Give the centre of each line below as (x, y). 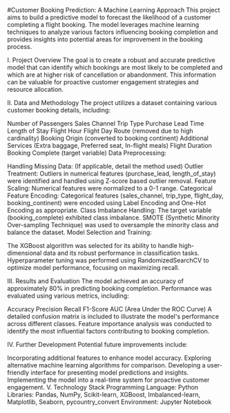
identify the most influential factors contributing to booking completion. (108, 331)
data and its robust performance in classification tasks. (121, 253)
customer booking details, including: (59, 110)
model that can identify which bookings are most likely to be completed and (115, 67)
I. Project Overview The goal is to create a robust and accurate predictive (111, 60)
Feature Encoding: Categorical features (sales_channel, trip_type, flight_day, (115, 195)
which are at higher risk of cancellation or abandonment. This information (112, 75)
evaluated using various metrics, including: (68, 296)
